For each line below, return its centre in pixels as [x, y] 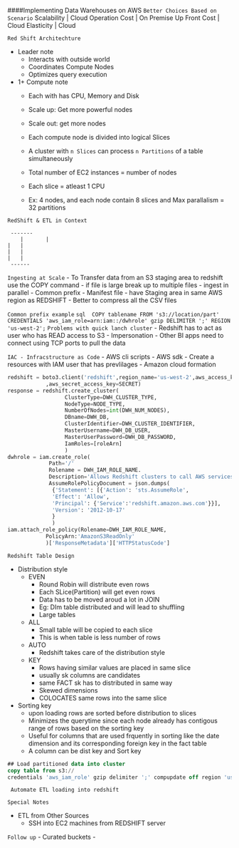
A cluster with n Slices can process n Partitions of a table [116, 151]
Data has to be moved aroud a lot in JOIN [99, 599]
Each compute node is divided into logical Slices [99, 137]
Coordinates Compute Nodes [71, 67]
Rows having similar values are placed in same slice [115, 667]
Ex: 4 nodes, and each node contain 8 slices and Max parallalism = [126, 200]
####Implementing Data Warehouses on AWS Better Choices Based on [112, 10]
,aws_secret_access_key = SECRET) [93, 384]
